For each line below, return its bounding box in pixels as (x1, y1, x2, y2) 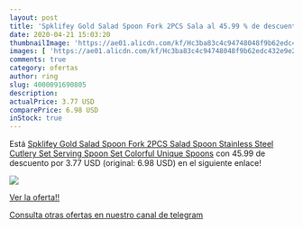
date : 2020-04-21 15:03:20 (9, 30, 111, 39)
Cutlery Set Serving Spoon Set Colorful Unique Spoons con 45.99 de (9, 148, 266, 159)
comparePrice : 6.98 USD (9, 105, 99, 114)
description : (9, 88, 59, 97)
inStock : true (9, 114, 63, 123)
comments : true (9, 55, 67, 64)
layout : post (9, 13, 59, 23)
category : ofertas (9, 64, 78, 73)
